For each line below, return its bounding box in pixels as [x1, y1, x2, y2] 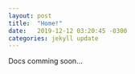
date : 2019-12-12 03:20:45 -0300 [8, 27, 128, 35]
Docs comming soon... [8, 56, 83, 66]
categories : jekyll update [8, 34, 99, 43]
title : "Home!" [8, 19, 63, 27]
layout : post [8, 11, 52, 20]
